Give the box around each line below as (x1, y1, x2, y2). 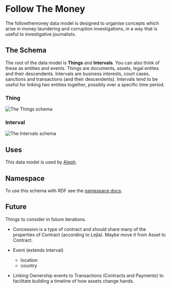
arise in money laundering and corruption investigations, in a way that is (5, 25, 158, 31)
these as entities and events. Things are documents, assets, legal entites (5, 65, 159, 71)
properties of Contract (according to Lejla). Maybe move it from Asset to (12, 231, 166, 238)
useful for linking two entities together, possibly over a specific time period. (5, 81, 165, 87)
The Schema (5, 46, 47, 55)
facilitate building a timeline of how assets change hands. (12, 278, 135, 284)
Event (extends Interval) (12, 247, 64, 253)
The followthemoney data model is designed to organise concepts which (5, 20, 159, 26)
